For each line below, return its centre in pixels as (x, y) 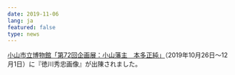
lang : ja (20, 21)
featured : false (31, 27)
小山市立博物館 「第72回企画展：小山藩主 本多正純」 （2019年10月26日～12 (118, 55)
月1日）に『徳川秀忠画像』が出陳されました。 (74, 64)
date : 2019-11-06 (33, 14)
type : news (24, 34)
